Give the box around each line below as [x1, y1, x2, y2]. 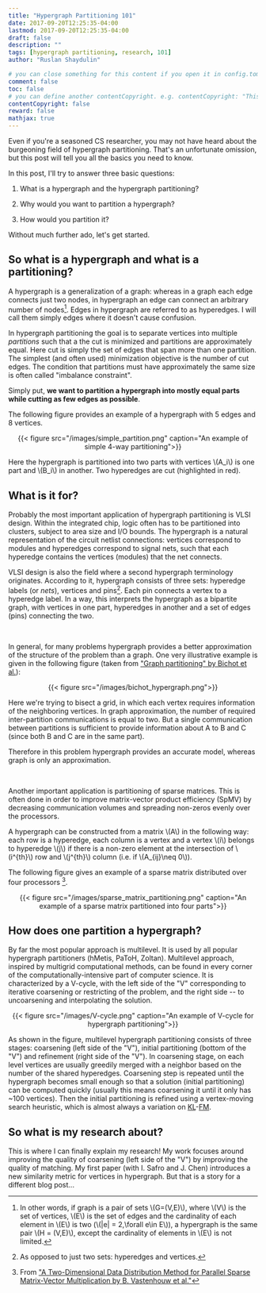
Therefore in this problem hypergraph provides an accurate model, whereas [8, 747, 256, 756]
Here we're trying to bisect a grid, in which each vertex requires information [8, 698, 256, 707]
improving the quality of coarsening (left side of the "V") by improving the [8, 1155, 248, 1164]
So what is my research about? [8, 1125, 164, 1139]
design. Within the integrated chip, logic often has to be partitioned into [8, 518, 241, 528]
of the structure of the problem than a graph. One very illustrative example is [8, 650, 258, 660]
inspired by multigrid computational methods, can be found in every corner [8, 962, 253, 972]
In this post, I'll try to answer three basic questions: [8, 168, 175, 178]
